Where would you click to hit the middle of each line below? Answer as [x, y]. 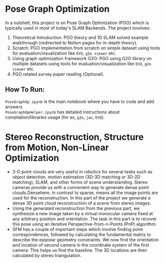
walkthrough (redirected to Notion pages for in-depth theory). [75, 42]
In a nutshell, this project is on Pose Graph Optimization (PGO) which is [77, 23]
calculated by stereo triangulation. [47, 255]
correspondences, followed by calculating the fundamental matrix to [82, 234]
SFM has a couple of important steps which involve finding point [78, 229]
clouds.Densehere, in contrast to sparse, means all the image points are [85, 193]
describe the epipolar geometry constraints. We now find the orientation [85, 239]
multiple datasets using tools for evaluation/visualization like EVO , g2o [82, 64]
